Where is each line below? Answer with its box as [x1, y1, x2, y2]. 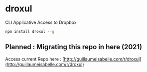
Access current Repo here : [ [5, 56, 64, 62]
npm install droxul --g [5, 29, 55, 34]
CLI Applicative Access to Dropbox [5, 19, 77, 25]
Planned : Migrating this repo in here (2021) [5, 43, 143, 51]
